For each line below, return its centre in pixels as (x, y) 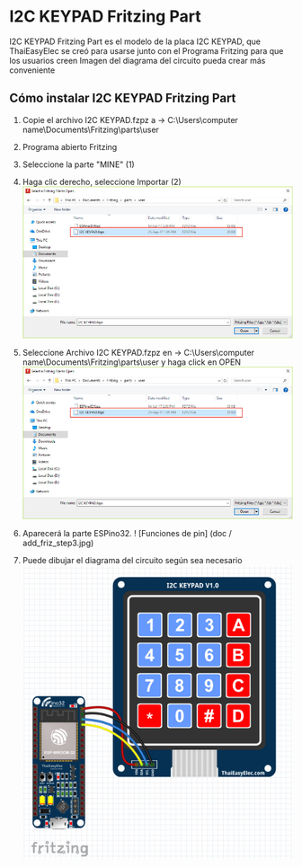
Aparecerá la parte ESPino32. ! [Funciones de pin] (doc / (127, 533)
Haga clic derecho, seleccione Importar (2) (102, 181)
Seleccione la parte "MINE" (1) (78, 164)
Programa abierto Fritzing (70, 146)
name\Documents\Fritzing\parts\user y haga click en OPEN (131, 362)
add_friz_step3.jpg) (58, 543)
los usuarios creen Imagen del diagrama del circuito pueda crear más (138, 60)
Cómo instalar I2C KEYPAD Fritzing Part (123, 98)
